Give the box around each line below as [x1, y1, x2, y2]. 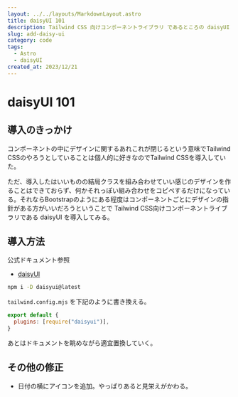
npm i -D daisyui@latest [7, 284, 81, 291]
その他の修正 [7, 361, 64, 374]
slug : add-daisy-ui [7, 30, 65, 38]
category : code [7, 37, 53, 44]
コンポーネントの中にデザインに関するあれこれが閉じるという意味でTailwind [7, 144, 231, 153]
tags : [7, 43, 23, 51]
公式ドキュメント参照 [7, 255, 70, 264]
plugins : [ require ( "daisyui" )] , [13, 318, 110, 326]
